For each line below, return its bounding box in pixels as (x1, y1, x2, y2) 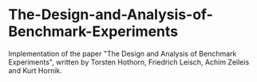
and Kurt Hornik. (8, 65, 62, 75)
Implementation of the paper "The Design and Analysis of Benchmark (8, 49, 237, 58)
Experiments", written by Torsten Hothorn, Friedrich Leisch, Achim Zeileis (8, 57, 250, 67)
